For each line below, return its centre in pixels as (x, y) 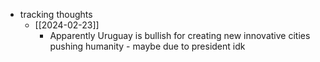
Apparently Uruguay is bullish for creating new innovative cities (180, 35)
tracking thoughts (56, 14)
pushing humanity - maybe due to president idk (147, 46)
